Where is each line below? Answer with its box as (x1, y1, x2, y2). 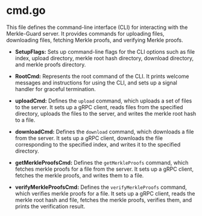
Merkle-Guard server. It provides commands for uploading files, (6, 30, 165, 37)
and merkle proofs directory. (14, 61, 86, 68)
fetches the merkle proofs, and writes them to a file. (14, 171, 144, 179)
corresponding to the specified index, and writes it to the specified (14, 141, 181, 148)
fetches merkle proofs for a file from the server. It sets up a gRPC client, (14, 165, 194, 173)
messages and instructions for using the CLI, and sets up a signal (14, 79, 178, 86)
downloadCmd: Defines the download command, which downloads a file (14, 128, 194, 135)
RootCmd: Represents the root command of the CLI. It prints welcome (14, 72, 189, 80)
